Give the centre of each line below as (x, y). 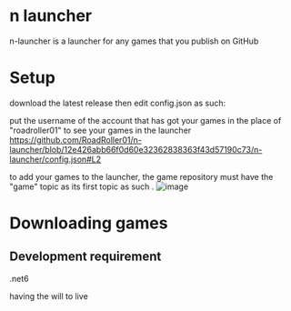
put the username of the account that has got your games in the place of (145, 120)
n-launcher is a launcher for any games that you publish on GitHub (134, 41)
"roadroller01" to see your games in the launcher (100, 130)
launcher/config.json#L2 (55, 159)
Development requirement (85, 257)
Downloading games (89, 223)
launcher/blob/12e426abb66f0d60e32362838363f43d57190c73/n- (136, 149)
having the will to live (49, 296)
